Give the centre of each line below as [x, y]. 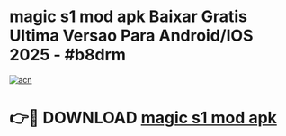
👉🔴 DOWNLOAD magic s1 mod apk [143, 118]
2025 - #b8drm [67, 55]
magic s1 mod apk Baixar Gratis [129, 17]
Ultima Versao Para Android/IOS [131, 36]
